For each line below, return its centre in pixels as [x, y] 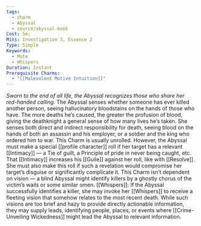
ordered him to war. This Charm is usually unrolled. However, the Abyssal [97, 140]
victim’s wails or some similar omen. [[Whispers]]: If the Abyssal [85, 185]
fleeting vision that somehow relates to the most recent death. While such [97, 198]
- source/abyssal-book [40, 28]
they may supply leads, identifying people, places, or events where [89, 210]
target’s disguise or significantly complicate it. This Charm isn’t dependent [98, 172]
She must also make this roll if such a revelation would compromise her [94, 166]
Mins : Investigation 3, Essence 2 [49, 40]
